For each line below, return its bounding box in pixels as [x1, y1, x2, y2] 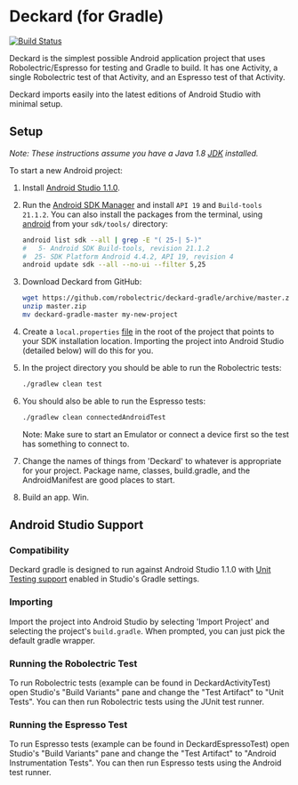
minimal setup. [9, 98, 63, 108]
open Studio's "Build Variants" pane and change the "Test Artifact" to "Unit [9, 686, 285, 697]
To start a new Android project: [9, 164, 123, 175]
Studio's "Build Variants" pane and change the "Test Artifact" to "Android [9, 749, 278, 759]
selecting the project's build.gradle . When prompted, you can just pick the [9, 625, 286, 637]
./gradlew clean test [21, 380, 102, 388]
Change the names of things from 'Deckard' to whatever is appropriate [21, 455, 282, 466]
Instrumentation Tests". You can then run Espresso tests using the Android [9, 757, 282, 768]
